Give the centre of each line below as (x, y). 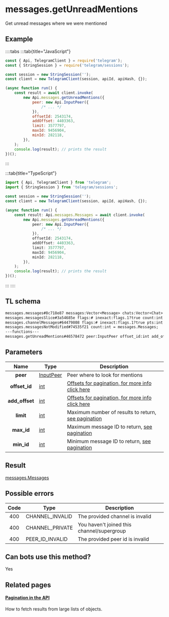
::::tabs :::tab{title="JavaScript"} (38, 51)
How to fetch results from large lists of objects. (54, 609)
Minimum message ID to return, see (109, 441)
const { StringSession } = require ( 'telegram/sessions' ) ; (67, 65)
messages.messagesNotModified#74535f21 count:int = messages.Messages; (82, 327)
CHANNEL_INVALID (49, 516)
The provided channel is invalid (115, 516)
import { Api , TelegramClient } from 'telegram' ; (58, 183)
